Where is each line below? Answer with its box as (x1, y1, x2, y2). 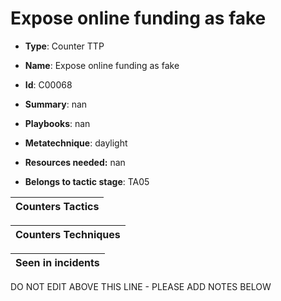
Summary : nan (24, 98, 88, 110)
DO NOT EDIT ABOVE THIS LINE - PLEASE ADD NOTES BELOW (10, 280, 272, 292)
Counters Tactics (15, 199, 100, 213)
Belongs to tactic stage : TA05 (24, 175, 150, 187)
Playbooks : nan (24, 117, 91, 129)
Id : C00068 (24, 78, 73, 91)
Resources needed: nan (24, 156, 126, 168)
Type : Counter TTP (24, 40, 105, 52)
